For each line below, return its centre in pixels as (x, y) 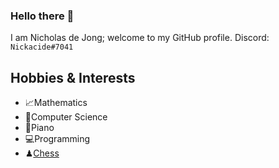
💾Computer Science (66, 117)
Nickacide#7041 (42, 47)
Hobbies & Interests (73, 77)
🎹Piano (39, 128)
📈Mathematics (56, 103)
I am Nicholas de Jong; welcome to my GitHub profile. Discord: (140, 38)
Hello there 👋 (42, 16)
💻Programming (57, 139)
